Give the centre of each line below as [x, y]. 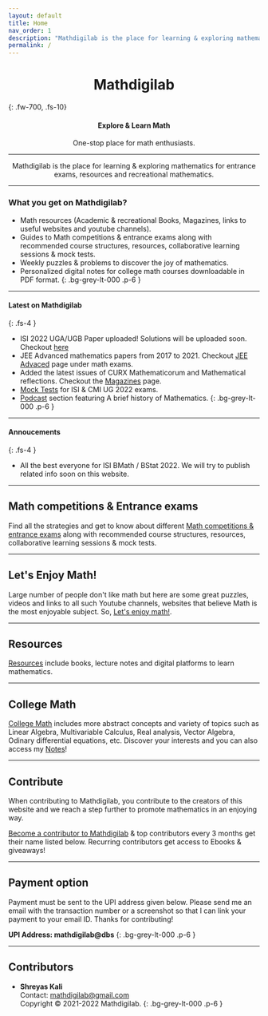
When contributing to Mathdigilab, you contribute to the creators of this [126, 801]
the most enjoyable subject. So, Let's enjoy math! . [90, 611]
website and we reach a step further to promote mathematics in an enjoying [133, 810]
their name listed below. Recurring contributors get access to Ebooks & [125, 842]
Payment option [49, 883]
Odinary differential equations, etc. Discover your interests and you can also [133, 740]
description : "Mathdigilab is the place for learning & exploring [121, 38]
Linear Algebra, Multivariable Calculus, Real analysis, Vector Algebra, [122, 732]
